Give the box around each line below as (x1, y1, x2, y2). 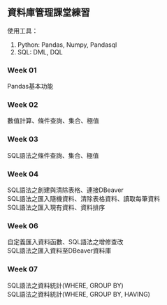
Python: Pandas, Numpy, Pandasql (17, 40, 117, 49)
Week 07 (7, 265, 38, 274)
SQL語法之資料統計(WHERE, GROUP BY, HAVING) (7, 290, 150, 298)
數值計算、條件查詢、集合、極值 (7, 117, 99, 125)
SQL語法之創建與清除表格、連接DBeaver (7, 186, 124, 194)
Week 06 (7, 221, 38, 230)
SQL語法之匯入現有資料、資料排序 (7, 203, 106, 211)
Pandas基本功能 (7, 82, 54, 91)
